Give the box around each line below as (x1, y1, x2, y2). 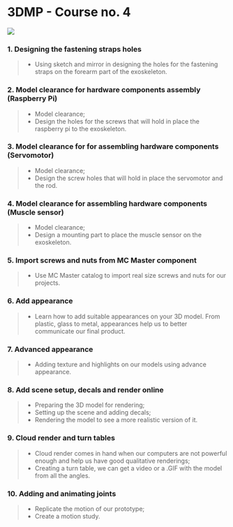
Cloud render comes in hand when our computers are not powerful (34, 449, 227, 457)
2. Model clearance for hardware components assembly (7, 85, 201, 95)
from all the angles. (34, 471, 91, 480)
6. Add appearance (7, 296, 73, 306)
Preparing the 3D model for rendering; (34, 401, 145, 409)
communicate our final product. (34, 327, 126, 335)
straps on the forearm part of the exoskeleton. (34, 68, 167, 76)
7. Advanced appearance (7, 344, 93, 354)
